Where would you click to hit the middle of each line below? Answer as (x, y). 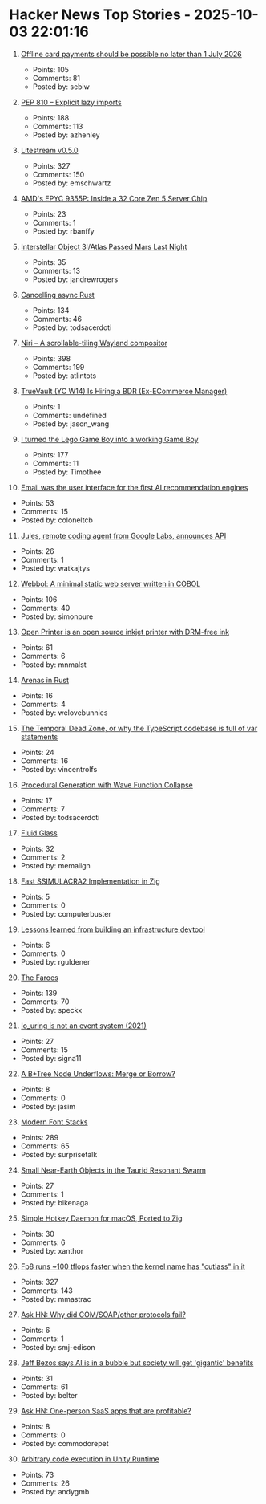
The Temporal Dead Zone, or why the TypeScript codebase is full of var (139, 728)
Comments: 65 (45, 1146)
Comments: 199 (58, 367)
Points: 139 (39, 993)
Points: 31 (36, 1378)
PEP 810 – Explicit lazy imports (71, 102)
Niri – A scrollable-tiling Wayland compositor (94, 343)
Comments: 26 (45, 1483)
